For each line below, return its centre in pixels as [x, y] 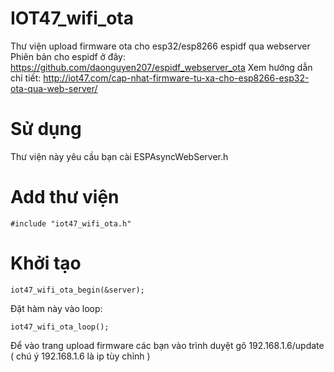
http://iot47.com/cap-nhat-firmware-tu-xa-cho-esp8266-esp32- [176, 78]
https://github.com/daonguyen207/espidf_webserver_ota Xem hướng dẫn [161, 67]
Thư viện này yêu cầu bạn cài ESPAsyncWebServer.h [119, 156]
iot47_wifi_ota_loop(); [60, 327]
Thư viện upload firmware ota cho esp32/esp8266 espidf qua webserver [160, 46]
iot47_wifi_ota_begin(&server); [77, 290]
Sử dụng [46, 129]
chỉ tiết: [26, 78]
